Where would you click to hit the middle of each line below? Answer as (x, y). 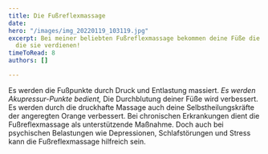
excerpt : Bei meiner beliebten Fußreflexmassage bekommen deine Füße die (134, 38)
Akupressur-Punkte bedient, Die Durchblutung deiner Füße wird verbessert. (133, 99)
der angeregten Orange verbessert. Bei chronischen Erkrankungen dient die (134, 115)
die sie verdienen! (48, 46)
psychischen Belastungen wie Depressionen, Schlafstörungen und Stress (130, 132)
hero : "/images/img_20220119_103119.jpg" (79, 30)
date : (17, 23)
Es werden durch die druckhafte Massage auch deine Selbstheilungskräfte (132, 107)
